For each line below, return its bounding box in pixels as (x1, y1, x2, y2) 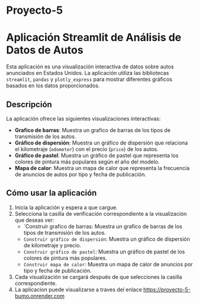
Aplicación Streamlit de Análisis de (6, 31, 182, 45)
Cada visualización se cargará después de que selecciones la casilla (14, 273, 182, 280)
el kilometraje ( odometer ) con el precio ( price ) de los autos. (14, 145, 159, 152)
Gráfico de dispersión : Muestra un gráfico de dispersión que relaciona (14, 139, 188, 146)
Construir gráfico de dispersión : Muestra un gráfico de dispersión (23, 235, 191, 243)
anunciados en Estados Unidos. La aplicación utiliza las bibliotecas (6, 70, 169, 77)
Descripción (6, 99, 52, 109)
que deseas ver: (14, 216, 54, 224)
